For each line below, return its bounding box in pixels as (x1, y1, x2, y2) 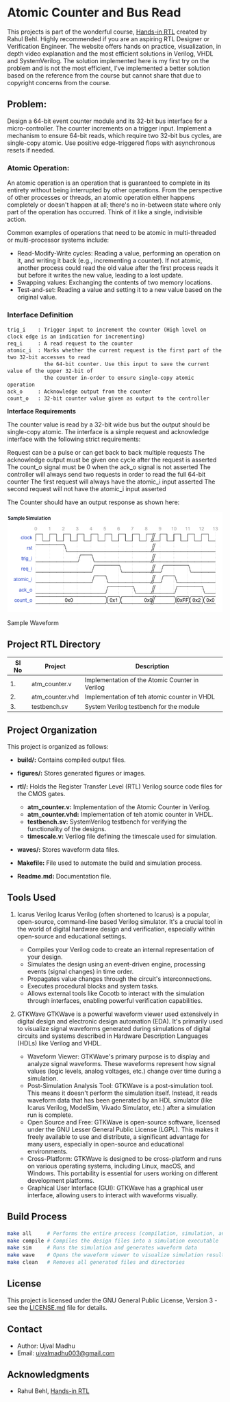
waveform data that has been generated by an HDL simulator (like (27, 1096, 214, 1104)
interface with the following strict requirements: (7, 435, 141, 444)
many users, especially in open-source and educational (27, 1140, 184, 1148)
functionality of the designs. (27, 825, 107, 833)
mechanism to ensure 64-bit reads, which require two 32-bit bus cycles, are (7, 131, 222, 139)
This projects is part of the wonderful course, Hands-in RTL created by (7, 27, 207, 36)
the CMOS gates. (16, 790, 66, 798)
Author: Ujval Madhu (16, 1342, 75, 1350)
